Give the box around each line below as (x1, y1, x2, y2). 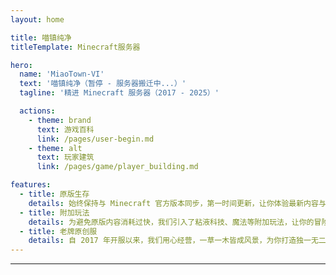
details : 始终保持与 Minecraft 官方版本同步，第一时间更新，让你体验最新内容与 (28, 198, 327, 208)
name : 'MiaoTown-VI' (19, 69, 105, 80)
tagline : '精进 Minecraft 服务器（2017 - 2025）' (19, 88, 220, 98)
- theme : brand (28, 115, 92, 125)
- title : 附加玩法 (19, 207, 90, 218)
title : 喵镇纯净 (10, 32, 72, 43)
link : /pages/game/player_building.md (36, 162, 199, 172)
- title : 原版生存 (19, 189, 90, 199)
